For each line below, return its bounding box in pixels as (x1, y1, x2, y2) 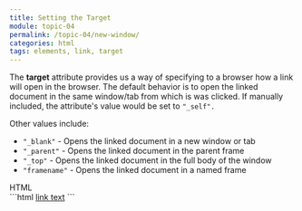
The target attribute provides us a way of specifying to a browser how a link (9, 72, 294, 82)
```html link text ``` (9, 192, 75, 203)
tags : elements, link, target (9, 47, 124, 56)
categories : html (9, 38, 75, 48)
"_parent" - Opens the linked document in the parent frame (22, 146, 245, 157)
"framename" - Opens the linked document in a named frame (22, 165, 247, 176)
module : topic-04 (9, 22, 75, 31)
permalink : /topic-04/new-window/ (9, 30, 141, 39)
